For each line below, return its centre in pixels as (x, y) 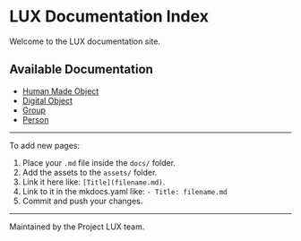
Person (35, 119)
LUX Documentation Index (109, 17)
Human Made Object (60, 90)
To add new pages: (45, 145)
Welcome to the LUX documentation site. (85, 41)
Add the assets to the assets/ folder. (90, 172)
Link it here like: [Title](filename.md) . (94, 182)
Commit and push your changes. (82, 201)
